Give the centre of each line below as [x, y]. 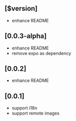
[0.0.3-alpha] [26, 36]
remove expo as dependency [41, 53]
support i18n [24, 108]
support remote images [36, 113]
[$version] [21, 9]
